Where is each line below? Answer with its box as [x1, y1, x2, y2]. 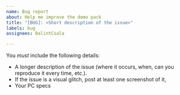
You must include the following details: [6, 52, 100, 59]
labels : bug [6, 25, 35, 31]
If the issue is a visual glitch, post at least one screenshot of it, [14, 76, 166, 83]
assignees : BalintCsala [6, 31, 65, 37]
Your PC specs [14, 82, 51, 89]
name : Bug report [6, 8, 49, 15]
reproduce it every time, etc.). [14, 70, 87, 77]
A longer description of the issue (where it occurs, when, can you [14, 63, 174, 71]
